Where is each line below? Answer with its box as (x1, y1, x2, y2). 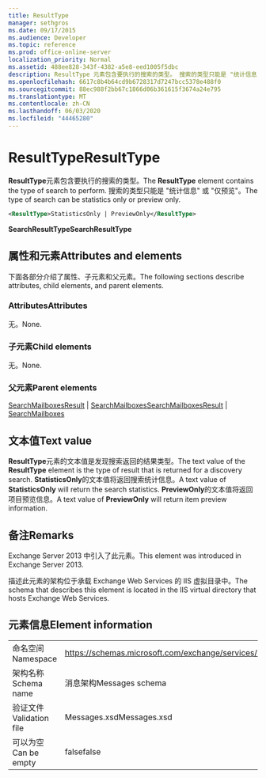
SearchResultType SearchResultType (8, 224, 132, 233)
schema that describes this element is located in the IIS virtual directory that (8, 585, 256, 594)
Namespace (12, 653, 58, 664)
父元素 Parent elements (8, 382, 97, 393)
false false (64, 746, 101, 757)
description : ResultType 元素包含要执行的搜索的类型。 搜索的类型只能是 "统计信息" (8, 70, 261, 78)
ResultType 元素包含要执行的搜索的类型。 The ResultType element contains (8, 176, 254, 185)
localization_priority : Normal (8, 56, 112, 64)
